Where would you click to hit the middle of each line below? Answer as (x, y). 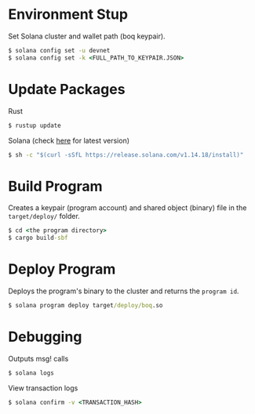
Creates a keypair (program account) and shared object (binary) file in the (127, 208)
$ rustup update (35, 125)
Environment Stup (68, 15)
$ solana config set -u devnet (59, 50)
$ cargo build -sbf (38, 238)
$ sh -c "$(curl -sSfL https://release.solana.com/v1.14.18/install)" (126, 154)
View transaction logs (43, 388)
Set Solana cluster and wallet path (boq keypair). (87, 36)
